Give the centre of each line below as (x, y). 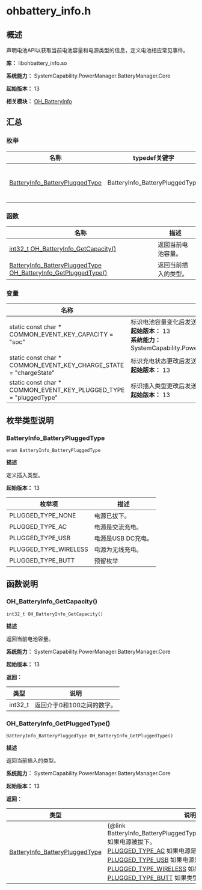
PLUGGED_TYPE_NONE (43, 515)
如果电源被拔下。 (132, 841)
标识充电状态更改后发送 (164, 361)
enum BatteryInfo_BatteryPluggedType (54, 450)
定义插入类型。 (25, 475)
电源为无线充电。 (118, 549)
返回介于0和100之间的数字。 (76, 705)
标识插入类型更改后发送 (164, 386)
